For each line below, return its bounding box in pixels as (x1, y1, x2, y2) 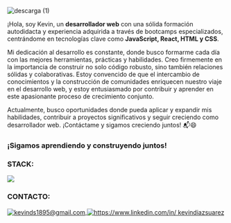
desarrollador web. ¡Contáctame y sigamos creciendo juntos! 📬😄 (7, 121, 197, 129)
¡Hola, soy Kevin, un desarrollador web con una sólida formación (7, 20, 194, 28)
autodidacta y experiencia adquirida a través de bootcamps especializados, (7, 28, 223, 35)
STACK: (7, 159, 34, 169)
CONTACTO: (7, 192, 51, 202)
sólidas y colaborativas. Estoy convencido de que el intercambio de (7, 70, 200, 78)
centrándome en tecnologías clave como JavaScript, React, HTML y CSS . (7, 35, 220, 43)
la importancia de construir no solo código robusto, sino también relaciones (7, 63, 223, 71)
